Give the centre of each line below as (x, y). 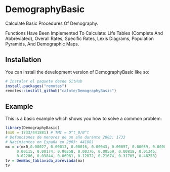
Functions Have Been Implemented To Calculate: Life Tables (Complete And (84, 33)
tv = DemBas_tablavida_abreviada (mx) (45, 161)
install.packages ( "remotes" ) (36, 86)
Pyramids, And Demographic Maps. (42, 44)
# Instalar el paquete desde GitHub (44, 81)
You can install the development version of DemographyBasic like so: (77, 72)
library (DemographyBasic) (32, 128)
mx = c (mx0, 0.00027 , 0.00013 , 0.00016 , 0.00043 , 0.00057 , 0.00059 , (78, 147)
